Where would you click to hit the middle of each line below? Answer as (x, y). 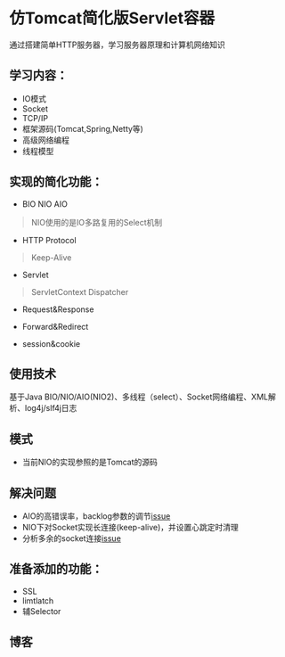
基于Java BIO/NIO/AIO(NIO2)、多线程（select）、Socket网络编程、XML (139, 397)
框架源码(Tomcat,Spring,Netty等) (83, 128)
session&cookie (51, 343)
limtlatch (38, 600)
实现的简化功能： (56, 182)
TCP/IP (35, 118)
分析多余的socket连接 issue (72, 538)
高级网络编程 (45, 140)
